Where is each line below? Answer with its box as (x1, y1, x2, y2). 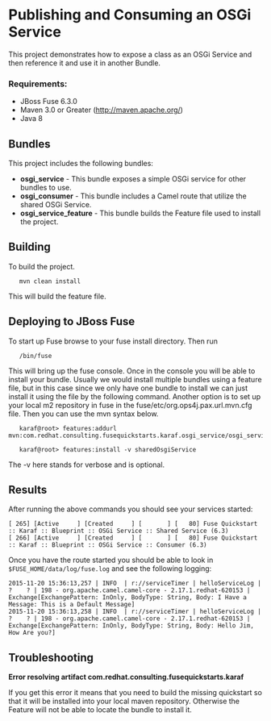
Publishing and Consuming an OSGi (8, 6, 252, 24)
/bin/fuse (19, 352, 52, 360)
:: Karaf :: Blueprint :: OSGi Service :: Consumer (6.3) (8, 541, 207, 549)
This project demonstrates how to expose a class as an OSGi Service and (8, 49, 252, 59)
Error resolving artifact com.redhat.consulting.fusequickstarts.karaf (8, 672, 244, 682)
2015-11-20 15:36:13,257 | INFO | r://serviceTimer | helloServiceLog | (8, 579, 262, 588)
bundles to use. (19, 183, 73, 193)
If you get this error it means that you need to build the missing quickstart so (8, 688, 262, 698)
